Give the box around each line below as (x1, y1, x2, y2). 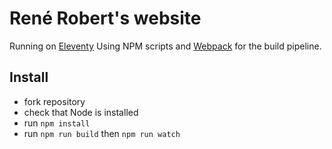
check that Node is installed (23, 106, 139, 118)
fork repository (23, 95, 86, 107)
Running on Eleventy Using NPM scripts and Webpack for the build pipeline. (9, 40, 322, 52)
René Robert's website (9, 7, 202, 30)
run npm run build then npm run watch (23, 127, 181, 139)
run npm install (23, 117, 91, 129)
